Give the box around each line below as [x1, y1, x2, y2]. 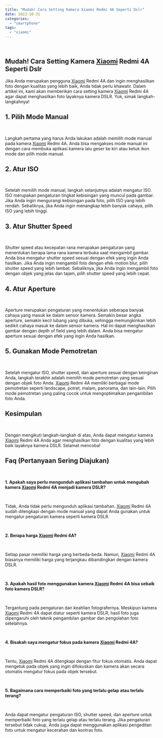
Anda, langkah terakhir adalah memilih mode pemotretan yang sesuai [5, 374, 144, 381]
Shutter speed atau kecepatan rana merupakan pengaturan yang [5, 245, 135, 250]
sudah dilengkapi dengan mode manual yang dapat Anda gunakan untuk [5, 508, 151, 514]
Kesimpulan [5, 410, 42, 418]
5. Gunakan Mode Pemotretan [5, 347, 97, 355]
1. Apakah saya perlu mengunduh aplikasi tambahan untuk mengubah [5, 479, 149, 485]
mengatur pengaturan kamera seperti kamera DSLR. [5, 513, 109, 519]
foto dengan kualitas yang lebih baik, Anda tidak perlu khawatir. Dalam [5, 83, 146, 89]
